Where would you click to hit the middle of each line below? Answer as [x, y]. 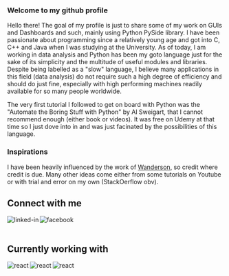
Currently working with [58, 249]
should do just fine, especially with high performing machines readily [105, 84]
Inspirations [28, 152]
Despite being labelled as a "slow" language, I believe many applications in [113, 69]
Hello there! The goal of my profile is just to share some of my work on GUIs [115, 26]
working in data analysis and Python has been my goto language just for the [115, 55]
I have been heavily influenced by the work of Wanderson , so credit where [112, 167]
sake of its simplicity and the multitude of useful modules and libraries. [107, 62]
